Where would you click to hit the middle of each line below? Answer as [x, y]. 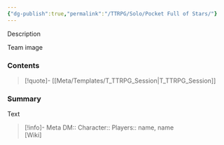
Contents [23, 65]
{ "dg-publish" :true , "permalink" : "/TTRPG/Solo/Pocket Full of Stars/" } [112, 14]
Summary [24, 99]
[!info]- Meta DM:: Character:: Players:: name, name [99, 127]
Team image [25, 47]
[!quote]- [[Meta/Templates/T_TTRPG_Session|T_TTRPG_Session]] [120, 81]
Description [24, 34]
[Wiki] [33, 135]
